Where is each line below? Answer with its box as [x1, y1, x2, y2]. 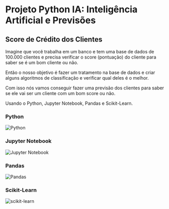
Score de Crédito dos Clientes [5, 35, 102, 44]
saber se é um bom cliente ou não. [5, 60, 78, 65]
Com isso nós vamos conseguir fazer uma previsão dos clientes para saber [5, 85, 164, 91]
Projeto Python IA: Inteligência [5, 4, 138, 15]
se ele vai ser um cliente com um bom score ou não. [5, 90, 116, 96]
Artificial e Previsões [5, 14, 96, 26]
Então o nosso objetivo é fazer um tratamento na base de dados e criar [5, 69, 155, 75]
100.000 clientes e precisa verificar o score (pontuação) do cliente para [5, 54, 156, 60]
